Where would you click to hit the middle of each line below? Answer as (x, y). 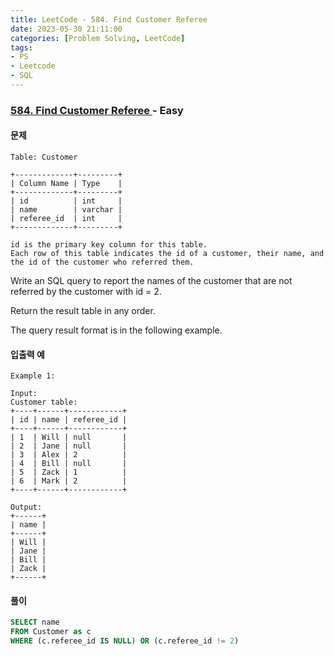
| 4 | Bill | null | (69, 464)
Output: (26, 507)
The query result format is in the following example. (116, 330)
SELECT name (35, 622)
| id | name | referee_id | (69, 420)
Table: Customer (44, 157)
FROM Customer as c (51, 632)
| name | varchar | (66, 210)
